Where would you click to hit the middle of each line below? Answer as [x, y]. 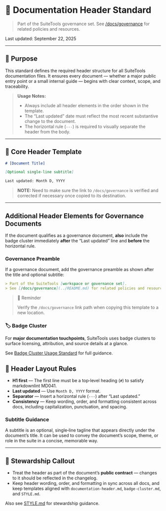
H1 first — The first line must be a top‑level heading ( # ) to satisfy [78, 381]
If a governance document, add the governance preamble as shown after [80, 270]
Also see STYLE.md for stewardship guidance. [52, 504]
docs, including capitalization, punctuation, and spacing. [70, 407]
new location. [31, 313]
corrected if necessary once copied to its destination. [72, 196]
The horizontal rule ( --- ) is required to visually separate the [85, 126]
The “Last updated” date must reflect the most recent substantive [91, 116]
